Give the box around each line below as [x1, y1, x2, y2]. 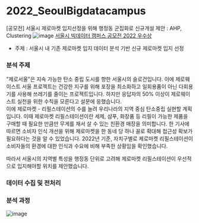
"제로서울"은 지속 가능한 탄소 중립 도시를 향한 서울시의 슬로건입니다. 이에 [6, 76, 174, 83]
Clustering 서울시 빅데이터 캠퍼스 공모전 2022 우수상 [6, 32, 152, 39]
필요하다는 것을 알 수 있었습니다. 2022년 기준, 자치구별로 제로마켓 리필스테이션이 [6, 135, 193, 142]
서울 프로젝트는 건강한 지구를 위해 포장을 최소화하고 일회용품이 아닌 [21, 83, 178, 90]
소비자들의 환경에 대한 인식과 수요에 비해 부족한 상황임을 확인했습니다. [6, 143, 168, 150]
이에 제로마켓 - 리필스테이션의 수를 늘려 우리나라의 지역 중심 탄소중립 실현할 [6, 105, 181, 112]
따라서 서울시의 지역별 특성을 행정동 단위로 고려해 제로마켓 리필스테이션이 [6, 155, 176, 162]
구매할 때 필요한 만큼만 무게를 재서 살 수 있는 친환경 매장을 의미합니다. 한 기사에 [6, 120, 190, 127]
